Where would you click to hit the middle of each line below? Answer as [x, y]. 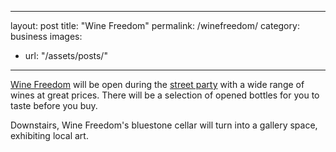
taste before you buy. [54, 105]
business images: [46, 36]
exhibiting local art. [49, 135]
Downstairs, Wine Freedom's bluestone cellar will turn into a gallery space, [164, 125]
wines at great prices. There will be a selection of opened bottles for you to [165, 95]
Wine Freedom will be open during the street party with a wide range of [157, 84]
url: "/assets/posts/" [66, 55]
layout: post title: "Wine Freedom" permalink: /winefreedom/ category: [155, 25]
